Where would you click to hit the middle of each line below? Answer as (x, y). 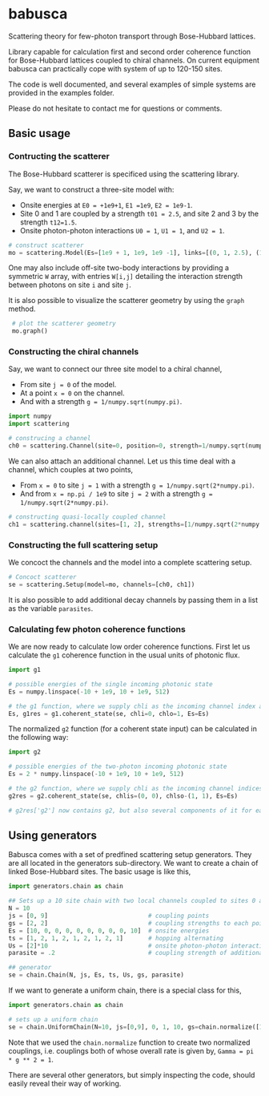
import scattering (39, 424)
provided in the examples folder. (61, 92)
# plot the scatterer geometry (64, 324)
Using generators (53, 836)
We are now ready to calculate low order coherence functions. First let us (129, 647)
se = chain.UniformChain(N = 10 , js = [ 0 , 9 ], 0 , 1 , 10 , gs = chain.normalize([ (134, 1027)
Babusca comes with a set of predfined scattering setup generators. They (130, 855)
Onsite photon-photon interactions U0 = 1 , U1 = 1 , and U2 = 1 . (122, 230)
